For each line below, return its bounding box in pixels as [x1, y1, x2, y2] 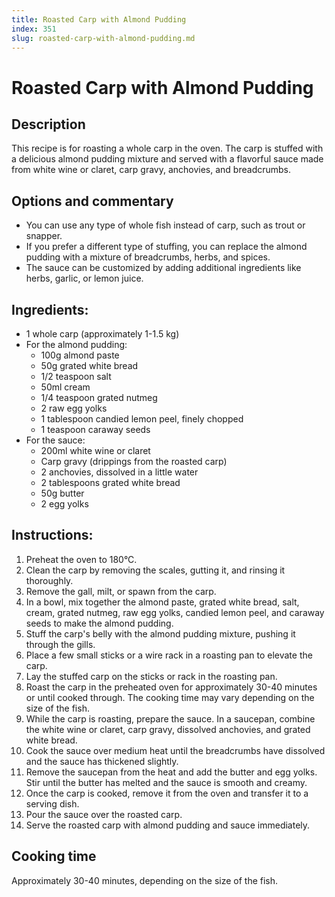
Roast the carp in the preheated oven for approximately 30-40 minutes [25, 681, 318, 693]
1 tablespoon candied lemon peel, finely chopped [40, 413, 244, 425]
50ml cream [40, 381, 91, 393]
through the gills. [25, 638, 96, 650]
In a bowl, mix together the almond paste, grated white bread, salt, [25, 596, 300, 608]
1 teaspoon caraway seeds [40, 424, 151, 435]
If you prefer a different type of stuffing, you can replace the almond [25, 241, 308, 253]
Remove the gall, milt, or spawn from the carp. [25, 585, 217, 597]
